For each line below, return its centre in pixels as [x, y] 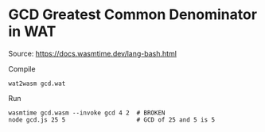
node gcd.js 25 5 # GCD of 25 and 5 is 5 [112, 120]
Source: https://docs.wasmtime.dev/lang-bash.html [93, 53]
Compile [22, 68]
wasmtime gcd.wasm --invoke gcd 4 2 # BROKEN [87, 113]
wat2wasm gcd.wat [37, 83]
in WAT [32, 31]
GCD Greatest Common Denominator [132, 15]
